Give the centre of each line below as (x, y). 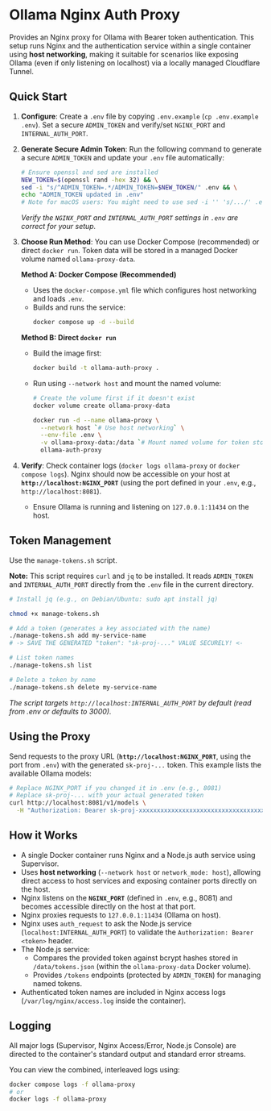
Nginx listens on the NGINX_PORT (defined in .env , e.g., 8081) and (126, 897)
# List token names (42, 658)
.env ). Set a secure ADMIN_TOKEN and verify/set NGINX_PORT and (123, 125)
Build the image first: (67, 353)
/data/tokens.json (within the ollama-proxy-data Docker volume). (142, 966)
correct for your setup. (58, 227)
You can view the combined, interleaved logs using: (94, 1069)
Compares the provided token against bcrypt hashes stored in (135, 958)
